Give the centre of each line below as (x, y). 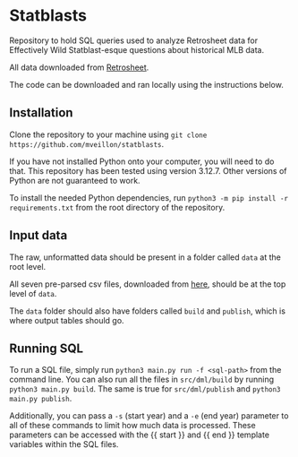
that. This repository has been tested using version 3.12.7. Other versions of (149, 170)
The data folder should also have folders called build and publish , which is (148, 311)
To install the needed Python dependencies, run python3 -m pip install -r (149, 197)
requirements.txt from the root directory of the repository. (117, 207)
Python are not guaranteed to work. (75, 180)
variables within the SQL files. (64, 444)
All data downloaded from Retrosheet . (79, 67)
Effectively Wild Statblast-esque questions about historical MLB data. (137, 49)
